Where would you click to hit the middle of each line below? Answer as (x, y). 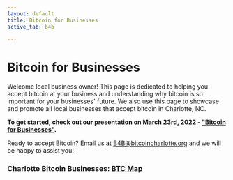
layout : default (31, 14)
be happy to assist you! (41, 151)
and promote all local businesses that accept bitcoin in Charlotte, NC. (107, 109)
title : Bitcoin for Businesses (53, 20)
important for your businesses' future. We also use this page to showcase (113, 101)
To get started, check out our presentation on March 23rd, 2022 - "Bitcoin (117, 122)
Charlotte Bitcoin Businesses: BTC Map (75, 169)
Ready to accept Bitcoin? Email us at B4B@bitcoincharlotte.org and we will (114, 143)
